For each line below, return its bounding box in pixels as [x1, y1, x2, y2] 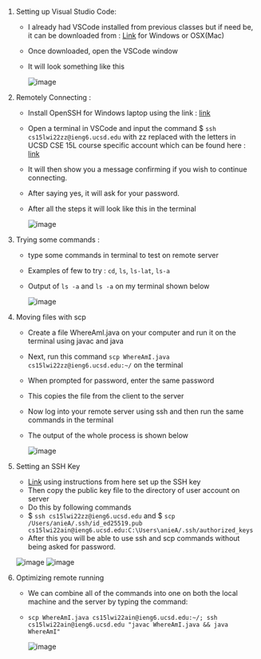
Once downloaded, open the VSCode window [27, 46, 178, 55]
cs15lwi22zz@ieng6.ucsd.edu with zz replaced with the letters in [27, 132, 237, 141]
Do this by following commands [27, 502, 132, 512]
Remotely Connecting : [15, 93, 92, 102]
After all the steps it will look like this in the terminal [27, 204, 197, 213]
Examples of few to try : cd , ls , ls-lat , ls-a [27, 266, 170, 275]
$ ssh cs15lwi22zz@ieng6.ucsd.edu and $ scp [27, 511, 176, 520]
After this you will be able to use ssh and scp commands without [27, 534, 240, 542]
